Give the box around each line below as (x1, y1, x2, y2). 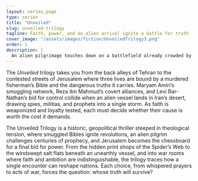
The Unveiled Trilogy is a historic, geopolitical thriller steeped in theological (6, 124, 190, 131)
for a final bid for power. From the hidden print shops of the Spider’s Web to (6, 143, 190, 150)
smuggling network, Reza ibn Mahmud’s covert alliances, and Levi (6, 88, 167, 95)
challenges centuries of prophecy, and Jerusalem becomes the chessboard (6, 137, 190, 144)
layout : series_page (6, 8, 57, 15)
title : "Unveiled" (6, 20, 51, 25)
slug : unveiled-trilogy (6, 25, 65, 31)
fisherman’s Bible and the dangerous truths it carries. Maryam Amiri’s (6, 81, 174, 89)
